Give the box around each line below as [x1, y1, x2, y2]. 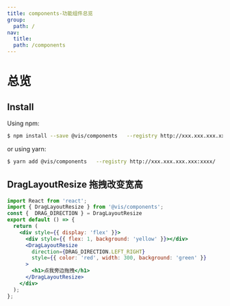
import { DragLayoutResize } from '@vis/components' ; [7, 203, 164, 211]
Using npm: [7, 119, 40, 127]
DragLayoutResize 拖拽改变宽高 [7, 179, 144, 190]
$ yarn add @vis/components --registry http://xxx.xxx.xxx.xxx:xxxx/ [7, 158, 216, 165]
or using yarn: [7, 144, 47, 153]
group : [7, 16, 26, 23]
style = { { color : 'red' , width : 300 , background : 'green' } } [31, 255, 207, 262]
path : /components [13, 42, 66, 49]
